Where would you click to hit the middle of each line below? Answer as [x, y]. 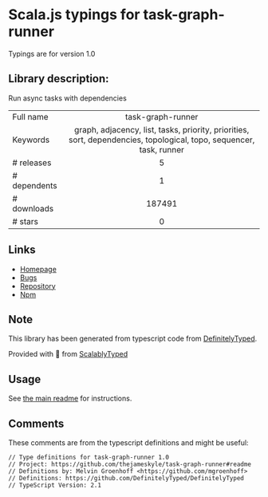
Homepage [38, 269]
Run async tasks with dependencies [68, 98]
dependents [35, 185]
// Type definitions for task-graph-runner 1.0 [89, 457]
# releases [32, 163]
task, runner [162, 149]
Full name [31, 116]
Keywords [31, 140]
